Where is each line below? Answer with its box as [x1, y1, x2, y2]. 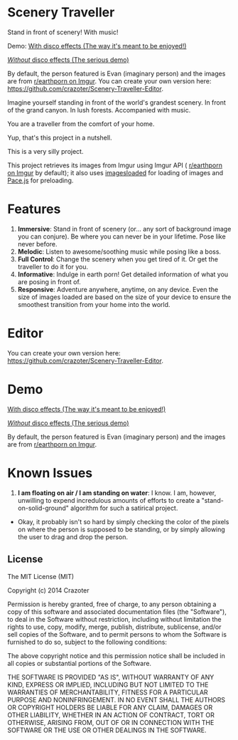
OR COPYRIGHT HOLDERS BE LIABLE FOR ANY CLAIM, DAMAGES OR [7, 703, 213, 712]
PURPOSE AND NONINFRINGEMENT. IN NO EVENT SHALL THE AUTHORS [7, 695, 226, 704]
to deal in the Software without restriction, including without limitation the [7, 615, 222, 623]
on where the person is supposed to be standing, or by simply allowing [17, 525, 225, 533]
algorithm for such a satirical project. [70, 504, 178, 512]
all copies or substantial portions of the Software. [7, 659, 151, 667]
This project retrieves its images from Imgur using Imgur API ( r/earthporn [7, 161, 222, 170]
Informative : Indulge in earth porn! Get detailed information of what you [17, 270, 229, 278]
